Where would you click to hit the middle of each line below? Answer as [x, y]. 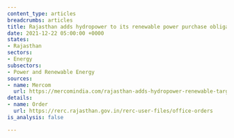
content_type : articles [42, 14]
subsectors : [24, 66]
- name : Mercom [29, 85]
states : [18, 40]
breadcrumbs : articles [40, 20]
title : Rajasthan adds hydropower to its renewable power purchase [107, 26]
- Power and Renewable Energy [51, 72]
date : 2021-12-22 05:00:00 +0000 [56, 33]
